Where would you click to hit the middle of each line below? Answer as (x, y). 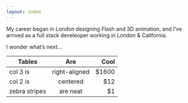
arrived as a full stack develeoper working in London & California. (87, 35)
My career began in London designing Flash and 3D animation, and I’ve (94, 29)
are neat (71, 91)
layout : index (24, 12)
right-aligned (71, 71)
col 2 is (19, 81)
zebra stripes (28, 91)
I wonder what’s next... (34, 47)
